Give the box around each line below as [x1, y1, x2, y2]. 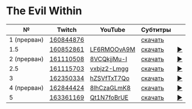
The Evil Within [6, 4, 82, 18]
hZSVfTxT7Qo [89, 74, 130, 82]
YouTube [100, 25, 126, 34]
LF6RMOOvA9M [89, 45, 136, 53]
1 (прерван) [9, 36, 44, 44]
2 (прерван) [9, 54, 44, 63]
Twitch [57, 25, 77, 34]
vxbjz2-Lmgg [89, 64, 129, 72]
